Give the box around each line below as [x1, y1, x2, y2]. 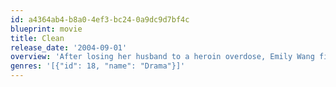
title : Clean [10, 33, 65, 43]
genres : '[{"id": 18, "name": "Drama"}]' [10, 61, 186, 71]
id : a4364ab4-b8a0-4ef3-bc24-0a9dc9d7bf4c [10, 14, 190, 25]
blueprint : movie [10, 24, 83, 34]
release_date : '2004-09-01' [10, 42, 128, 53]
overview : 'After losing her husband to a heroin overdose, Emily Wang [10, 52, 315, 62]
